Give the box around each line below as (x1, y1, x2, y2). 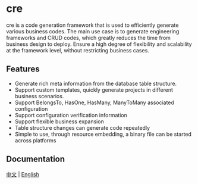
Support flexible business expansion (14, 118, 104, 125)
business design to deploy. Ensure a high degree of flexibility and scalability (6, 40, 192, 48)
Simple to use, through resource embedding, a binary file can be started (14, 130, 192, 138)
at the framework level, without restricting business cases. (6, 46, 150, 54)
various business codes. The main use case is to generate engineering (6, 27, 180, 35)
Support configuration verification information (14, 111, 128, 118)
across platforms (14, 136, 56, 144)
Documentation (6, 154, 65, 164)
